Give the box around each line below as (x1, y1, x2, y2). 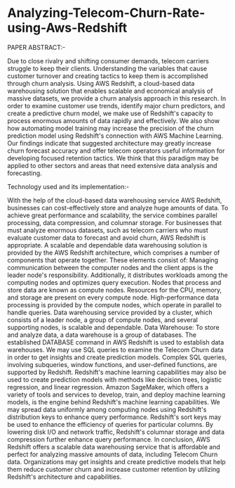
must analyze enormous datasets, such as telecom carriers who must (7, 226, 208, 234)
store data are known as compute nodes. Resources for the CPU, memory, (7, 285, 222, 294)
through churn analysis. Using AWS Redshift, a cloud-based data (7, 79, 195, 87)
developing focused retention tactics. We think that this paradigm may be (7, 153, 219, 162)
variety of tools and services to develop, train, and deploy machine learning (7, 390, 226, 399)
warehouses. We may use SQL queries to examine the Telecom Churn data (7, 345, 224, 354)
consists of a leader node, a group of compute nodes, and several (7, 315, 198, 324)
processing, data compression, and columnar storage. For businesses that (7, 218, 222, 226)
